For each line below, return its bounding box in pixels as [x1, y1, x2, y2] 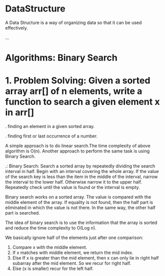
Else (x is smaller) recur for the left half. [12, 265, 94, 271]
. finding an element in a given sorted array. [5, 123, 95, 129]
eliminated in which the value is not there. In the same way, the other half [5, 204, 156, 210]
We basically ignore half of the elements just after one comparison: [5, 234, 143, 240]
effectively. [5, 24, 28, 30]
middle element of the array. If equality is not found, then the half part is [5, 199, 153, 205]
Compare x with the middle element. [12, 244, 87, 250]
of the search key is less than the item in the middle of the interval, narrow [5, 173, 158, 180]
